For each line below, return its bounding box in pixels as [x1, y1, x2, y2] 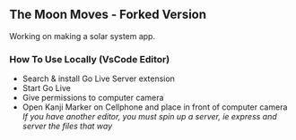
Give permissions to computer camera [22, 93, 164, 103]
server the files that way [22, 120, 113, 132]
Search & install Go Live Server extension [22, 73, 175, 84]
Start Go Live [22, 83, 72, 94]
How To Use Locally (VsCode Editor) [9, 53, 170, 65]
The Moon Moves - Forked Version [9, 7, 207, 22]
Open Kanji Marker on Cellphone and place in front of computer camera [22, 102, 288, 112]
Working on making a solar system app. [9, 30, 155, 41]
